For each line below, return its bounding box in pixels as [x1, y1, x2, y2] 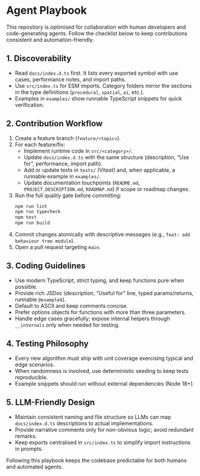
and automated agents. [6, 463, 63, 470]
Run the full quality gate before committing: [14, 192, 122, 199]
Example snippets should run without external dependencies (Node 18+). [14, 380, 195, 387]
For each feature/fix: [14, 141, 66, 148]
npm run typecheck [14, 209, 61, 215]
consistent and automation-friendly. [6, 36, 94, 43]
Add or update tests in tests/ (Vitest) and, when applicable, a [23, 166, 176, 174]
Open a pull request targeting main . [14, 244, 101, 251]
